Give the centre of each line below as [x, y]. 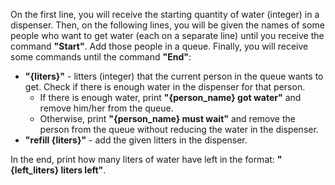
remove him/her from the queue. [106, 108]
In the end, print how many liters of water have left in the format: [142, 159]
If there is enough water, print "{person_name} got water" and [170, 97]
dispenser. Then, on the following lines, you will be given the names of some [167, 25]
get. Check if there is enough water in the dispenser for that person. [165, 87]
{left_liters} [35, 170]
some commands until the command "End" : [101, 57]
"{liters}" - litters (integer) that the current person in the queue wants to [174, 76]
